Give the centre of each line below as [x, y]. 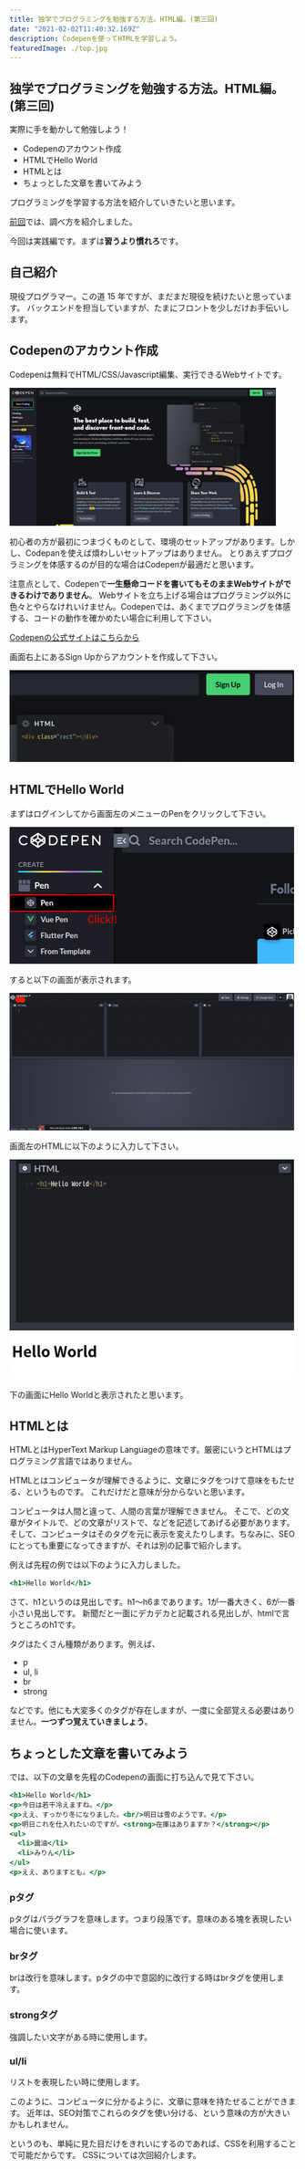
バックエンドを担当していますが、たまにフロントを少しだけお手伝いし [158, 308]
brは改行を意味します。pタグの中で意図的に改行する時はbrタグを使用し [143, 1978]
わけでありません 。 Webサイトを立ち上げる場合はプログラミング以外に [158, 595]
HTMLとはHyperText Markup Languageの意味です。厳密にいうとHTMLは [147, 1450]
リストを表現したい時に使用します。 [77, 2082]
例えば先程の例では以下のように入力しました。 [97, 1565]
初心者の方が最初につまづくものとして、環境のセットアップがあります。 [144, 541]
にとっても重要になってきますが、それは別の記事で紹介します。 [128, 1546]
